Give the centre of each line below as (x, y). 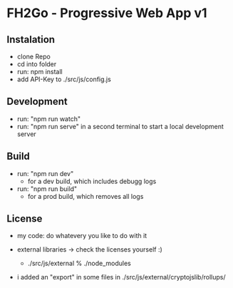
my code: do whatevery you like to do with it (82, 236)
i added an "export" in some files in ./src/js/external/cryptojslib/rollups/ (121, 277)
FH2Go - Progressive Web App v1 (107, 13)
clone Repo (33, 56)
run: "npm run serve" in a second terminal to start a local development (120, 126)
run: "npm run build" (47, 189)
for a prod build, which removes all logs (86, 196)
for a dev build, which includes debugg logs (92, 181)
